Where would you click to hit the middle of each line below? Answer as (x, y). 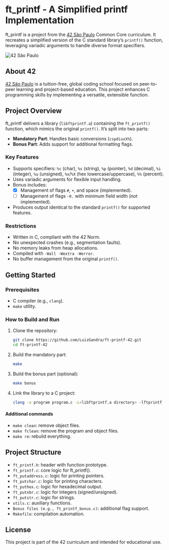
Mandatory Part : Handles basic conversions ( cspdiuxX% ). (73, 138)
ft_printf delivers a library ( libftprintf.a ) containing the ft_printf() (78, 123)
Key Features (22, 157)
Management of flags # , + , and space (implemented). (76, 190)
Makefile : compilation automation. (49, 514)
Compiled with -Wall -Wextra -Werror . (53, 253)
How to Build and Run (33, 319)
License (18, 530)
